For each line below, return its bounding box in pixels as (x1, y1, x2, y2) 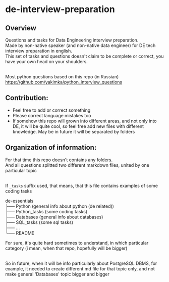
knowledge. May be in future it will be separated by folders (12, 128, 135, 134)
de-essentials (5, 198, 34, 204)
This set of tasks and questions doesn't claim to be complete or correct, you (5, 53, 164, 59)
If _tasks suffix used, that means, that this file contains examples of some (5, 182, 158, 189)
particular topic (5, 167, 37, 173)
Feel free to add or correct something (12, 107, 91, 113)
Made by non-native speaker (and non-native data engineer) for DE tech (5, 42, 156, 49)
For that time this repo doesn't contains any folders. (5, 157, 112, 163)
